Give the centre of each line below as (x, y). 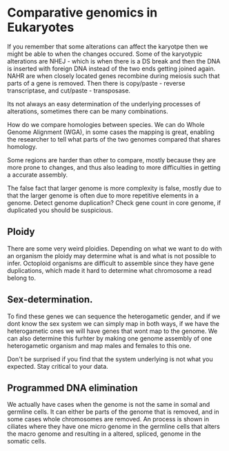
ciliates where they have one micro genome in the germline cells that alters (114, 427)
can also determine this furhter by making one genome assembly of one (110, 338)
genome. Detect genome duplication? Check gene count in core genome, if (114, 202)
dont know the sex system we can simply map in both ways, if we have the (113, 323)
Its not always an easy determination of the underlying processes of (104, 104)
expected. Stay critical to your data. (58, 366)
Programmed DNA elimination (72, 388)
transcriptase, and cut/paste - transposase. (69, 90)
